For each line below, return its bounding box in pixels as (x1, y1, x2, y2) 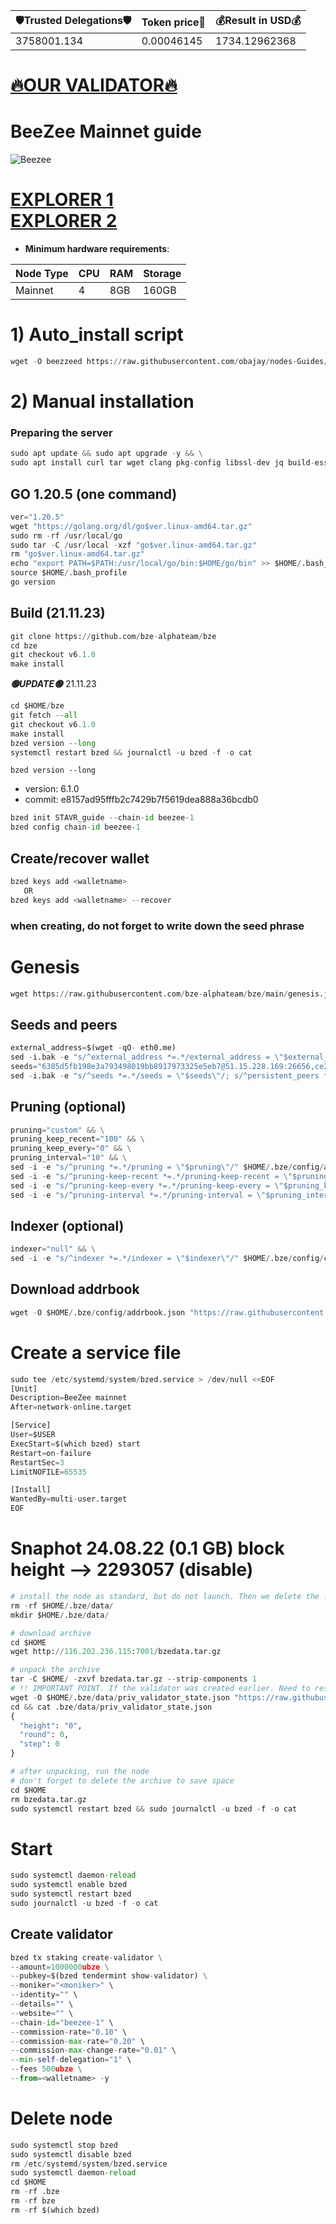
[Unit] (10, 1384, 38, 1394)
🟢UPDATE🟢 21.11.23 (10, 678, 97, 690)
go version (10, 577, 56, 588)
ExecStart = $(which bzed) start (10, 1439, 141, 1449)
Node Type (15, 267, 69, 281)
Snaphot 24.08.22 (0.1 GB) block (10, 1537, 285, 1560)
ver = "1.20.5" (10, 512, 65, 522)
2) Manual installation (10, 390, 195, 413)
